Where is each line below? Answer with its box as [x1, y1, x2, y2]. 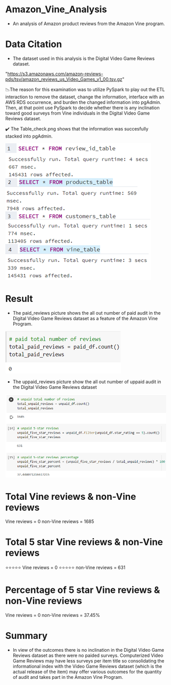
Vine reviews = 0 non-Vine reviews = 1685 [5, 518, 94, 525]
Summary [5, 630, 47, 642]
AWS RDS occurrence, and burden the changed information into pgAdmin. [5, 99, 162, 105]
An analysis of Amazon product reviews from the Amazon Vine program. [12, 20, 165, 27]
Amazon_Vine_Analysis [5, 4, 107, 15]
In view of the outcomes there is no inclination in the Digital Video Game [12, 647, 164, 653]
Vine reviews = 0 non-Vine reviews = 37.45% [5, 612, 101, 618]
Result [5, 293, 33, 305]
